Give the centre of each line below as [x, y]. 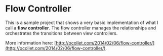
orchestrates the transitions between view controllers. [62, 33]
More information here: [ [31, 42]
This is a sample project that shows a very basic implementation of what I [82, 22]
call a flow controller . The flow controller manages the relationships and [81, 27]
